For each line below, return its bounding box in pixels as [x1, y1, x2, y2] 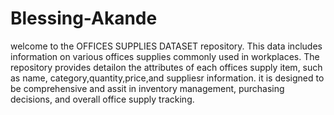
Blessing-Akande [10, 7, 158, 30]
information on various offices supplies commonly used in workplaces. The [10, 50, 320, 62]
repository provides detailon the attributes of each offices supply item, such [10, 61, 323, 73]
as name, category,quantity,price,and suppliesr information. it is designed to [10, 72, 325, 84]
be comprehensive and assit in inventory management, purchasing [10, 82, 285, 94]
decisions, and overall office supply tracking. [10, 93, 195, 105]
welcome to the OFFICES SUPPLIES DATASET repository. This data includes [10, 40, 323, 52]
